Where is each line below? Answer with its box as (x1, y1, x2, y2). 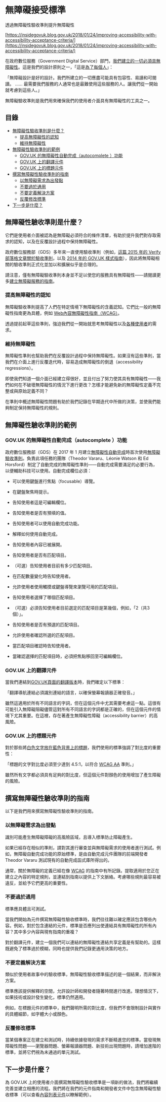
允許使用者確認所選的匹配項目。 (12, 632, 78, 638)
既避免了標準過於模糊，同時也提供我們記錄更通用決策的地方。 (5, 945, 131, 951)
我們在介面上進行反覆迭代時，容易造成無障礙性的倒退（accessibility (5, 359, 143, 365)
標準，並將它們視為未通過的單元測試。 (5, 1049, 83, 1055)
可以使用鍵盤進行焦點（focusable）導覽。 (12, 478, 98, 484)
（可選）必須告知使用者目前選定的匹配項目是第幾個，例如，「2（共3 (12, 605, 150, 611)
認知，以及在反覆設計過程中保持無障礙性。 (13, 238, 100, 244)
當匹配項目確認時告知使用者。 (12, 642, 73, 648)
